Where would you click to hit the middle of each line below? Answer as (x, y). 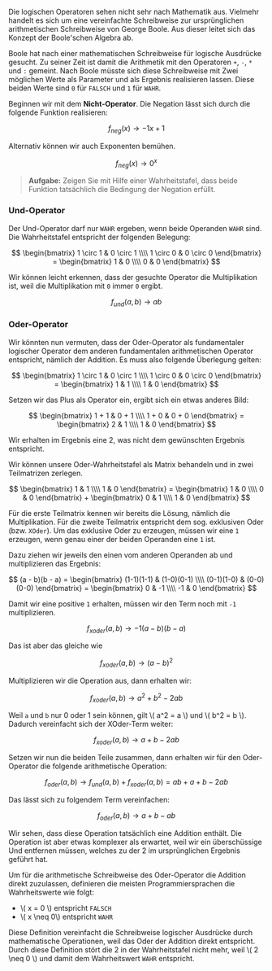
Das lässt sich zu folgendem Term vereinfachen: (89, 799)
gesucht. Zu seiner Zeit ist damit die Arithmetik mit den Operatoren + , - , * (131, 62)
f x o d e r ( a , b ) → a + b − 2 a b (136, 741)
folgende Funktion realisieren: (58, 112)
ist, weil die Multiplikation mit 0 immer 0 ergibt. (86, 286)
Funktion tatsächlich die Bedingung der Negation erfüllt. (122, 190)
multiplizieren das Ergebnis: (55, 563)
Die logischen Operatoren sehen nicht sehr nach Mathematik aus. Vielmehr (134, 12)
